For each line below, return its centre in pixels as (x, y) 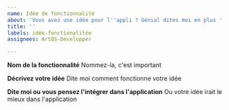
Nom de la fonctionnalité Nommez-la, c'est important (84, 65)
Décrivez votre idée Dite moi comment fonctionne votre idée (95, 79)
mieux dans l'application (42, 99)
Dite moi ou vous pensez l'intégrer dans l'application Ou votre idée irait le (115, 92)
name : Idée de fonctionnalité (51, 13)
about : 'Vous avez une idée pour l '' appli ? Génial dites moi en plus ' (115, 20)
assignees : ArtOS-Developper (49, 39)
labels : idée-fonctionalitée (49, 33)
